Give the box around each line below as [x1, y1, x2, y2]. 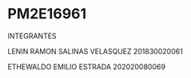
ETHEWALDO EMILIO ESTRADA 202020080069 [7, 61, 165, 72]
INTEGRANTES [7, 31, 57, 41]
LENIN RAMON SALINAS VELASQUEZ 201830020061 [7, 46, 183, 56]
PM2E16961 [7, 5, 87, 23]
